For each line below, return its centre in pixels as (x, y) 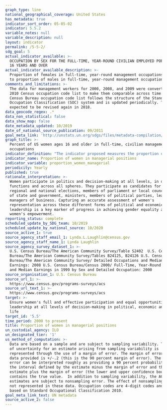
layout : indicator (24, 42)
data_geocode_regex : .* (30, 112)
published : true (22, 172)
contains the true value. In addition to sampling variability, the (83, 377)
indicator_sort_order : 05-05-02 (39, 24)
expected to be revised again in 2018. (51, 107)
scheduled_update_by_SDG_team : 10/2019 (46, 223)
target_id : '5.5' (23, 316)
